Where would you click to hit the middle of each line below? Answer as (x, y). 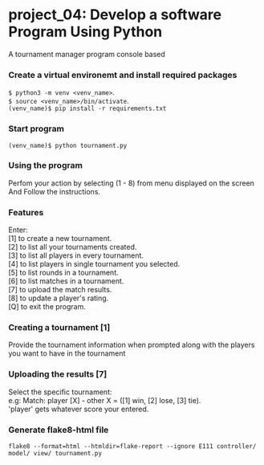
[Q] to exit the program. (47, 307)
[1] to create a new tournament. (60, 239)
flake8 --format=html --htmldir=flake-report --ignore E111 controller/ (132, 447)
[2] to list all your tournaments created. (73, 247)
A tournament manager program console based (87, 54)
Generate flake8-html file (59, 430)
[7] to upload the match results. (60, 290)
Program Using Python (85, 32)
